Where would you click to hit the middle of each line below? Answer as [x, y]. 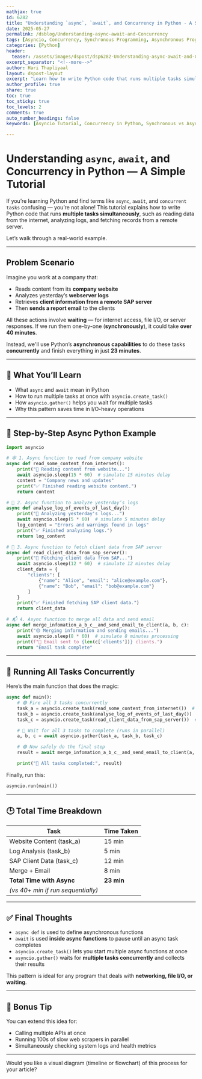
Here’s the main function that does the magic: [63, 686]
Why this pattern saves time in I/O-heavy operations [79, 409]
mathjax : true [24, 12]
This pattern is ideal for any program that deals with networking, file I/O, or [100, 976]
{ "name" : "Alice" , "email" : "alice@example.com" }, [103, 580]
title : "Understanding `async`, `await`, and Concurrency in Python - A [99, 23]
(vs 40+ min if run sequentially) [54, 890]
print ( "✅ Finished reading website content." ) [77, 486]
